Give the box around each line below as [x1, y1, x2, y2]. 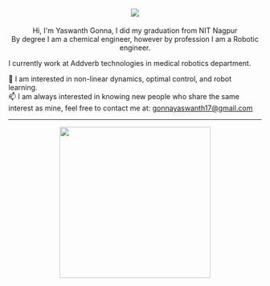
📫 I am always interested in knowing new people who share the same [8, 91, 239, 101]
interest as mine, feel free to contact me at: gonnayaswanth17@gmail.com [8, 103, 253, 113]
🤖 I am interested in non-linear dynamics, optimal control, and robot [8, 73, 231, 84]
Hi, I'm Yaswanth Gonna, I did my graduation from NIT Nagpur [32, 25, 238, 35]
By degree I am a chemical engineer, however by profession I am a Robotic [11, 34, 259, 44]
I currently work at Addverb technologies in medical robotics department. [8, 58, 252, 68]
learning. [8, 82, 38, 92]
